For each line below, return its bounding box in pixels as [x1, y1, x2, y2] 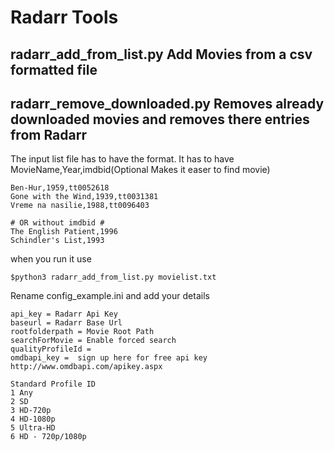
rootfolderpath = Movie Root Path [10, 327, 155, 337]
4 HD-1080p [10, 414, 56, 425]
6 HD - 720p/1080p [10, 432, 87, 442]
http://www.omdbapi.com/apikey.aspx [10, 362, 163, 372]
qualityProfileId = [10, 344, 92, 355]
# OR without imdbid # [10, 218, 105, 228]
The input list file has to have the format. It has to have [10, 153, 235, 165]
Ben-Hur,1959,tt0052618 [10, 183, 110, 193]
